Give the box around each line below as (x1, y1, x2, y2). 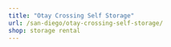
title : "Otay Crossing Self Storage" (8, 11, 135, 20)
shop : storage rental (8, 26, 81, 34)
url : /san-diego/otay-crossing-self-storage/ (8, 19, 163, 27)
